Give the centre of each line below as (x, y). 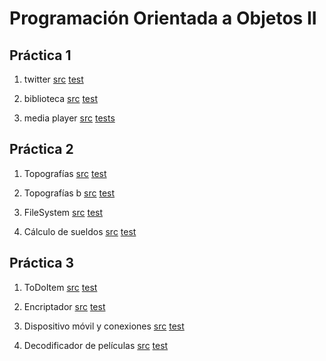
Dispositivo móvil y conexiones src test (104, 326)
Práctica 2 (41, 149)
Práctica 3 (42, 263)
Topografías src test (65, 173)
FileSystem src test (63, 212)
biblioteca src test (60, 98)
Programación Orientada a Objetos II (163, 18)
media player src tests (69, 118)
